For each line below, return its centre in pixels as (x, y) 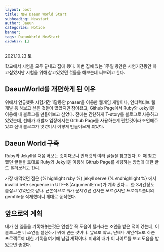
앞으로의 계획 (24, 214)
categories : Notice (25, 28)
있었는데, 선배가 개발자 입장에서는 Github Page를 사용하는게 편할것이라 (73, 120)
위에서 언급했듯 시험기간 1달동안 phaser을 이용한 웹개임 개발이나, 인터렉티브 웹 (80, 102)
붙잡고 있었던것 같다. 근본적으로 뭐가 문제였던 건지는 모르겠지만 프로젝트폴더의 (80, 190)
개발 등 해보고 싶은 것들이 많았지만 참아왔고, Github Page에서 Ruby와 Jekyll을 (80, 108)
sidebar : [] (17, 42)
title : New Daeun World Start (36, 14)
